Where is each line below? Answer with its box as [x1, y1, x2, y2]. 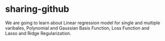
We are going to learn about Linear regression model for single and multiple [5, 20, 161, 26]
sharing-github [5, 3, 69, 15]
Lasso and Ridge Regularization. [5, 30, 71, 36]
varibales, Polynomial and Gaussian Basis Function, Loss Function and [5, 25, 150, 31]
